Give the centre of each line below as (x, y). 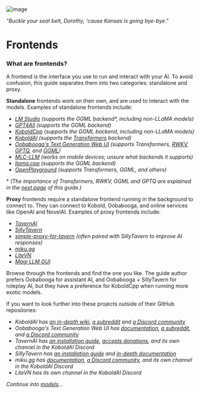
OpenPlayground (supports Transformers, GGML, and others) (91, 170)
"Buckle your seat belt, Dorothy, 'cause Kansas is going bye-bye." (87, 21)
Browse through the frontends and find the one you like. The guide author (97, 273)
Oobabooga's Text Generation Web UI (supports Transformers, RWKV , (102, 144)
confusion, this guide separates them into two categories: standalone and (97, 83)
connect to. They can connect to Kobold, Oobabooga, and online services (97, 206)
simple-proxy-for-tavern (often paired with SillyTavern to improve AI (99, 236)
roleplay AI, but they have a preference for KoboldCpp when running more (97, 286)
